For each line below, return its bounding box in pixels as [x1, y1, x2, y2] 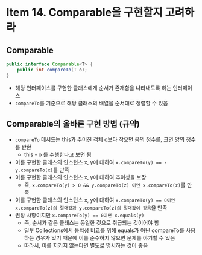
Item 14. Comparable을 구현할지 [6, 5, 163, 19]
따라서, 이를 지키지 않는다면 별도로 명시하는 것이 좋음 [24, 242, 148, 249]
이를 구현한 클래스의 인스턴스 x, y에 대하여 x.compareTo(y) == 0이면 [14, 196, 175, 204]
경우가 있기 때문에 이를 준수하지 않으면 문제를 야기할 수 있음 [35, 234, 175, 242]
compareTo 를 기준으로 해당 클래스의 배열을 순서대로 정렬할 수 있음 [14, 99, 168, 107]
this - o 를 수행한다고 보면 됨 [24, 151, 92, 158]
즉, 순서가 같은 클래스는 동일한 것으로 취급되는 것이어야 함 [24, 219, 160, 227]
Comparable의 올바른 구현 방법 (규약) [6, 119, 140, 129]
